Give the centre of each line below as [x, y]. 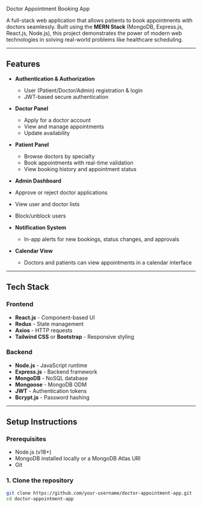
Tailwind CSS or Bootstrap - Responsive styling [74, 336]
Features [23, 64]
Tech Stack [28, 287]
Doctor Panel [32, 108]
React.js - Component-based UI [55, 317]
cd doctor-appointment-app [40, 499]
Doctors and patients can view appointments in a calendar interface [108, 262]
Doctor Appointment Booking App [48, 9]
